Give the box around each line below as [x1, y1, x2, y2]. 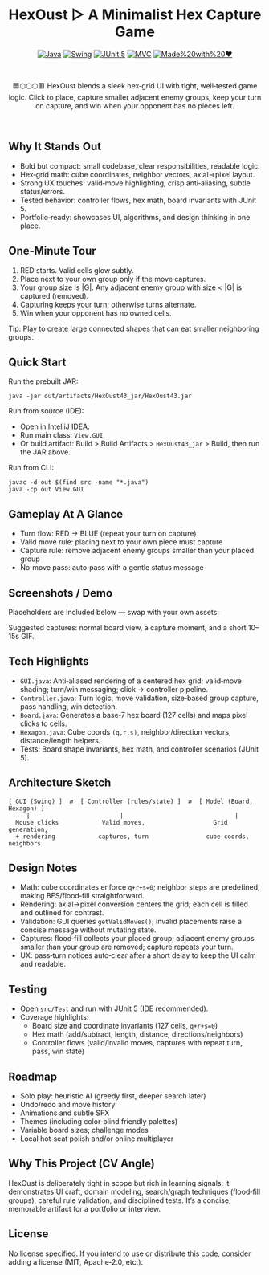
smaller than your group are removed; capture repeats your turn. [19, 942, 234, 952]
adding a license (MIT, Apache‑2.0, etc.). [8, 1257, 143, 1266]
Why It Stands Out [8, 140, 102, 153]
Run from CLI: [8, 463, 55, 473]
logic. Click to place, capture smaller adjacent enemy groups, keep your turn [8, 92, 262, 102]
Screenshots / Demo [8, 586, 113, 600]
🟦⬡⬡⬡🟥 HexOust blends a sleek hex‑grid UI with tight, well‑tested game [12, 80, 258, 90]
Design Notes [8, 862, 78, 875]
